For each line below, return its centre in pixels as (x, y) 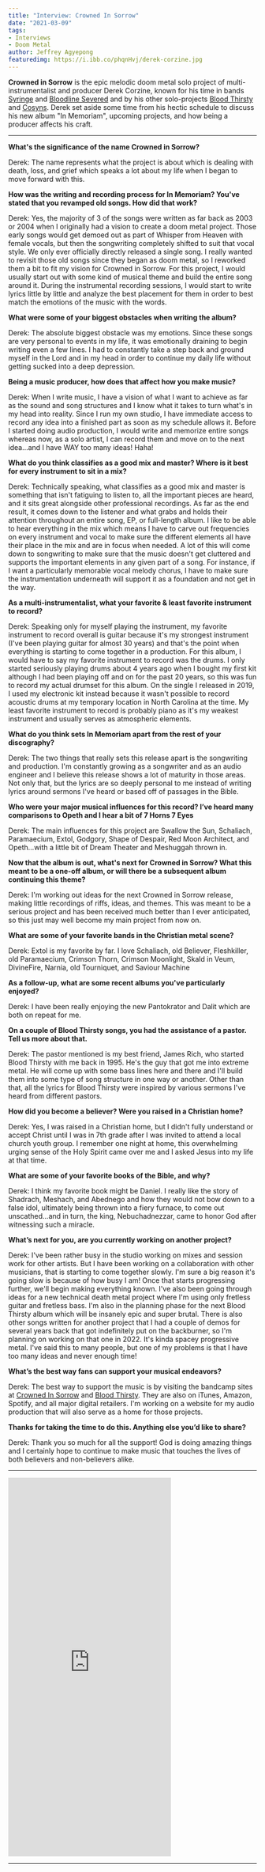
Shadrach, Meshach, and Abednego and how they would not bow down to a (131, 1199)
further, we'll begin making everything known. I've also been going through (130, 1288)
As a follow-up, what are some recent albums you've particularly (117, 982)
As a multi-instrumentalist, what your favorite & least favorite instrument (130, 603)
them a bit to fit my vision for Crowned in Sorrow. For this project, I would (127, 268)
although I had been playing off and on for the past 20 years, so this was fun (132, 676)
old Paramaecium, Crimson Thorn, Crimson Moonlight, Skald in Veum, (122, 959)
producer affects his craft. (50, 124)
